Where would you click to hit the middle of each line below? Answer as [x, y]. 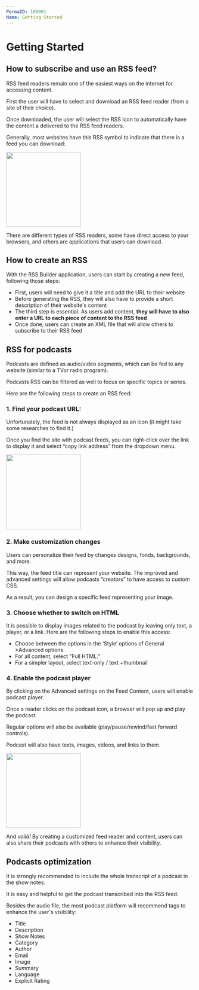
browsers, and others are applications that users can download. [84, 241]
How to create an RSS [47, 260]
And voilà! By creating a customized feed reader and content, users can [94, 837]
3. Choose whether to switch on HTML [63, 613]
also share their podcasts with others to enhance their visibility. [84, 843]
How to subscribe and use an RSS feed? [81, 69]
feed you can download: [36, 144]
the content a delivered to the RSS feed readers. [65, 126]
